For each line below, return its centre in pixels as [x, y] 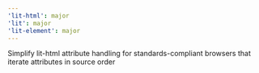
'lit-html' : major [38, 16]
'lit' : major [30, 23]
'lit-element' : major [44, 30]
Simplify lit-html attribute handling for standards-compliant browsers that [129, 54]
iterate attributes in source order [62, 62]
